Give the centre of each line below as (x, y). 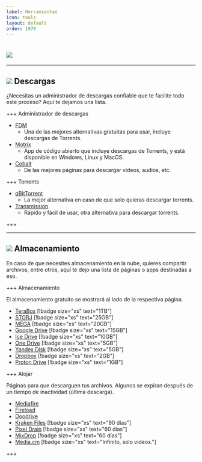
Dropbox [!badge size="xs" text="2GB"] (65, 356)
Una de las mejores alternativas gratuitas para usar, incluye (97, 132)
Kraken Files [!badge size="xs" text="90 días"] (73, 422)
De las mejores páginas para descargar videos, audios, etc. (97, 170)
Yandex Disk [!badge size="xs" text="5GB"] (69, 349)
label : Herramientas (32, 12)
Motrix (23, 144)
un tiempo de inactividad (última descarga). (60, 392)
